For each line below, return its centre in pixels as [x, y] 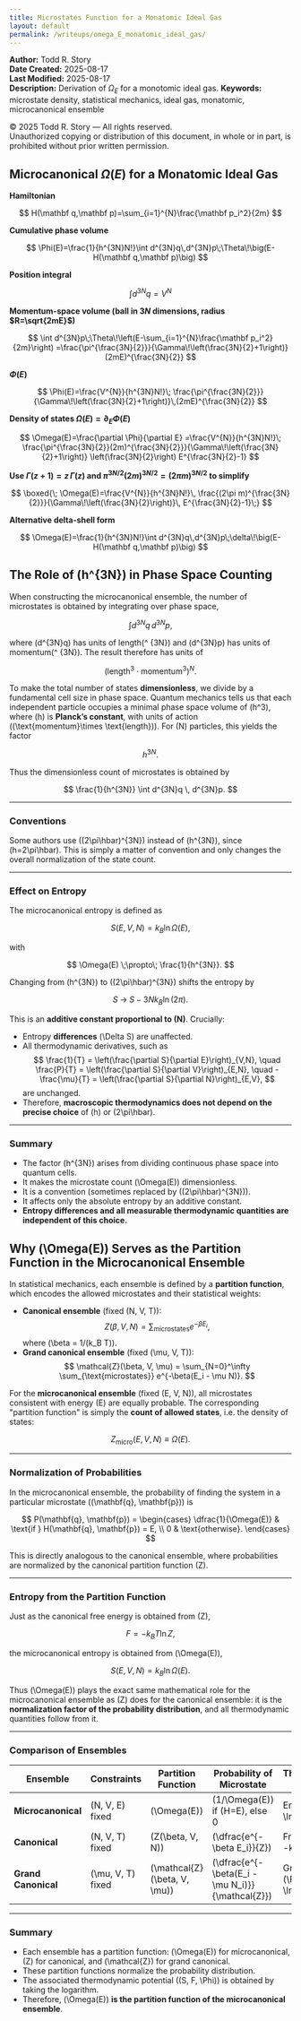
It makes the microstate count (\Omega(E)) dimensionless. [129, 1182]
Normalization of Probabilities [76, 1473]
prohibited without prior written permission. [90, 146]
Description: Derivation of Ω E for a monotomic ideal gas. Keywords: [136, 89]
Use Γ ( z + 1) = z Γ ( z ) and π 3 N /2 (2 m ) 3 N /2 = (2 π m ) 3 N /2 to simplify [129, 475]
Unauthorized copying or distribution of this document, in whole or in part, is [150, 136]
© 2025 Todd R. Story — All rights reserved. [91, 127]
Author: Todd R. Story [50, 60]
